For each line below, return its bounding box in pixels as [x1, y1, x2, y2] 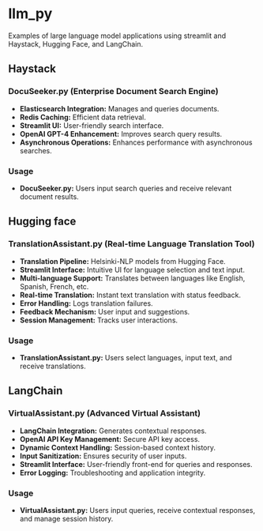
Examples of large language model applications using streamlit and [8, 31, 227, 40]
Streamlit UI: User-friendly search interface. [19, 120, 164, 130]
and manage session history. [19, 514, 114, 523]
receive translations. [19, 361, 86, 371]
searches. [19, 145, 53, 155]
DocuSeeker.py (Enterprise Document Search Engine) [8, 86, 219, 97]
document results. [19, 191, 79, 201]
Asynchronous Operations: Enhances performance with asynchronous [19, 137, 253, 147]
